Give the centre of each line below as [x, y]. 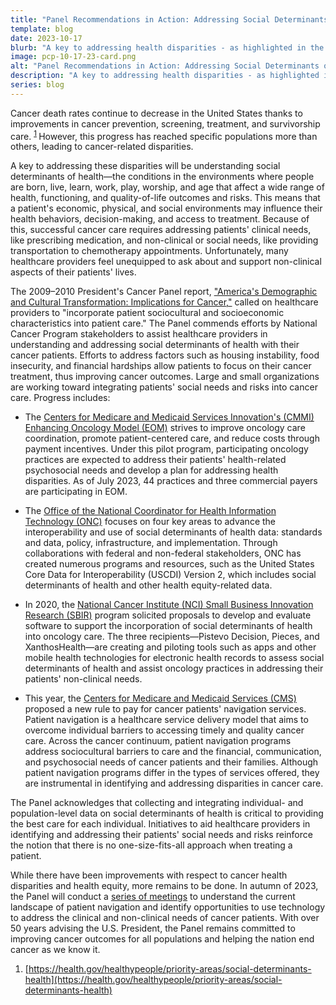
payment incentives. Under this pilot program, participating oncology [166, 449]
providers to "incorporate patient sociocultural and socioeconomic [147, 313]
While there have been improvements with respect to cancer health [149, 875]
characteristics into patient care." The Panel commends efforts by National [164, 323]
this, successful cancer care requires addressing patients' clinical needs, [161, 230]
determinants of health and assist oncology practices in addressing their [174, 668]
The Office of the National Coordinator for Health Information [150, 511]
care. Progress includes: [60, 398]
